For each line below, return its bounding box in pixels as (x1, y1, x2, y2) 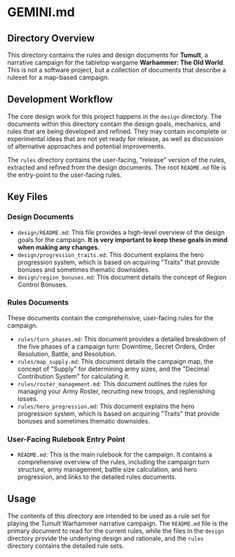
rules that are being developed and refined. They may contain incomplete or (7, 127, 227, 136)
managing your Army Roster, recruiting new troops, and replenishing (17, 387, 215, 395)
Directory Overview (7, 32, 95, 44)
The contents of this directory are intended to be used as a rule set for (7, 511, 210, 520)
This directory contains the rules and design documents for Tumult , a (7, 51, 208, 59)
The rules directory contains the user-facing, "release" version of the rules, (7, 155, 227, 164)
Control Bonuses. (17, 280, 68, 289)
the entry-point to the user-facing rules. (7, 170, 122, 179)
